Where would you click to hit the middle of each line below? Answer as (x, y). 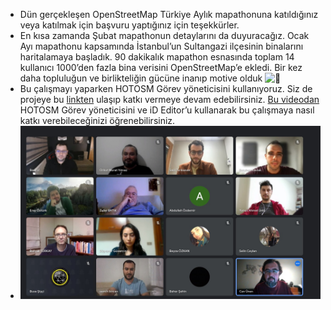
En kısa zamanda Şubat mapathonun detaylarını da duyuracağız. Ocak (164, 35)
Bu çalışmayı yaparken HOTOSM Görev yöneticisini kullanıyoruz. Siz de (166, 88)
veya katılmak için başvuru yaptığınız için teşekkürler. (129, 25)
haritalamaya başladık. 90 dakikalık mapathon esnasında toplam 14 (157, 57)
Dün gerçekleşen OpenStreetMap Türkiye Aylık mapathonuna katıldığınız (169, 14)
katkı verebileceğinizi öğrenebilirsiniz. (97, 120)
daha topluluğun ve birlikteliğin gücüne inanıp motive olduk (141, 78)
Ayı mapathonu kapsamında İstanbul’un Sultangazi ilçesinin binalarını (161, 46)
